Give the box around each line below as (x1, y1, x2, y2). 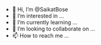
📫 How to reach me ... (12, 32, 69, 39)
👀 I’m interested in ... (12, 12, 64, 19)
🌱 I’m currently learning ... (12, 19, 78, 26)
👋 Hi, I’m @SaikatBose (12, 6, 69, 13)
